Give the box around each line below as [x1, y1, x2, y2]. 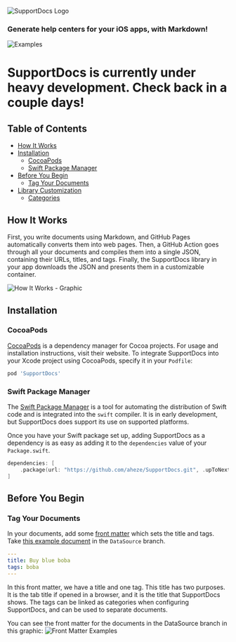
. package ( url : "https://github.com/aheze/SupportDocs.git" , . [20, 466, 206, 473]
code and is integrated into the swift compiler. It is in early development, [7, 410, 218, 418]
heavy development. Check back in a [7, 80, 228, 96]
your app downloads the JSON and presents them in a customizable [7, 263, 205, 271]
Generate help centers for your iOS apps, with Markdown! [7, 24, 209, 34]
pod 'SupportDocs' [7, 370, 61, 377]
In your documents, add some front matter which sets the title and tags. [7, 529, 215, 538]
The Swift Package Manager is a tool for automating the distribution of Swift [7, 402, 227, 411]
